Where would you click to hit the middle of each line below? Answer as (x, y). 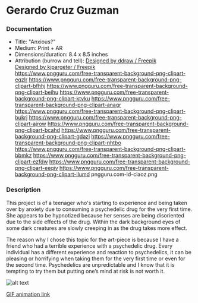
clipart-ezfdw (31, 162)
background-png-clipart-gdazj (52, 137)
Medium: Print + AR (39, 48)
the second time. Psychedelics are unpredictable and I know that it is (90, 264)
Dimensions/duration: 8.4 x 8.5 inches (61, 55)
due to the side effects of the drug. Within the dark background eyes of (93, 222)
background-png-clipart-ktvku (52, 99)
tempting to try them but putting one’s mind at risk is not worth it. (86, 271)
